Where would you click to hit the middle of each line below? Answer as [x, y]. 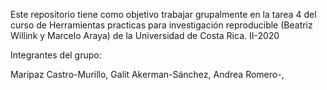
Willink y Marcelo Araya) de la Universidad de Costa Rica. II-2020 [145, 35]
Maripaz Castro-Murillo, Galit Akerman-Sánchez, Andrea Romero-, [147, 74]
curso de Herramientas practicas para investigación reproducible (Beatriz [161, 25]
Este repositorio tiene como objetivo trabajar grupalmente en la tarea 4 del [163, 14]
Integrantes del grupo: [56, 55]
